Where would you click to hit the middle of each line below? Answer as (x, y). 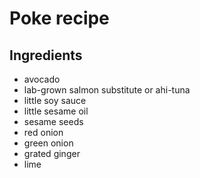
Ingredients (46, 55)
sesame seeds (53, 121)
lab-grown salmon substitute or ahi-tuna (107, 90)
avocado (42, 79)
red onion (43, 132)
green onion (48, 143)
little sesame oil (56, 111)
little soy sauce (55, 100)
